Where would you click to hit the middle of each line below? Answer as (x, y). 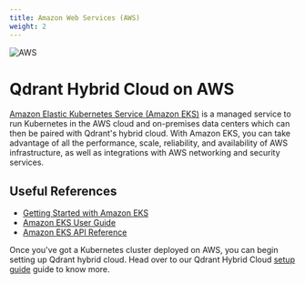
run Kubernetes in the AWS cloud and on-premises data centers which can (150, 124)
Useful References (63, 191)
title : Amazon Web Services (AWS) (75, 18)
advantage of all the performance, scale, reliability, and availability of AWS (149, 143)
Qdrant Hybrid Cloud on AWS (122, 89)
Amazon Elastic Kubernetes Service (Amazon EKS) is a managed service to (150, 114)
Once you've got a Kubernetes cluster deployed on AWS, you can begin (144, 250)
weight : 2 (28, 26)
